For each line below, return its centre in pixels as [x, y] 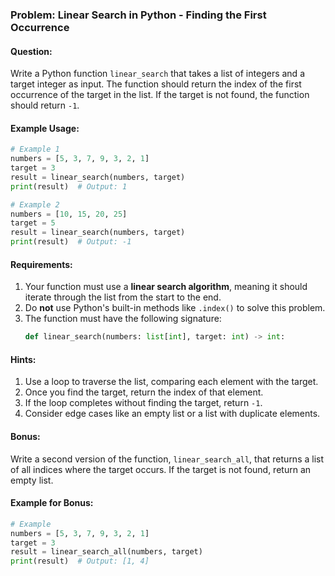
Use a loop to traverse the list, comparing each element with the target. [171, 382]
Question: [31, 51]
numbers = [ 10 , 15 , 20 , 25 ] [69, 214]
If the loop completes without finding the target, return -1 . [143, 403]
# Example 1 [35, 149]
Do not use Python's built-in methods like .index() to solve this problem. [175, 308]
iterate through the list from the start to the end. [123, 297]
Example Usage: [45, 128]
